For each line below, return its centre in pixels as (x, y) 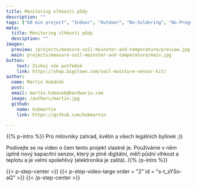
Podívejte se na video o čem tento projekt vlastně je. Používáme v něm (91, 148)
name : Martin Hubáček (38, 82)
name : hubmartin (37, 109)
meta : (13, 28)
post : (18, 88)
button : (16, 60)
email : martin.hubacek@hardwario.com (57, 93)
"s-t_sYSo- (169, 172)
